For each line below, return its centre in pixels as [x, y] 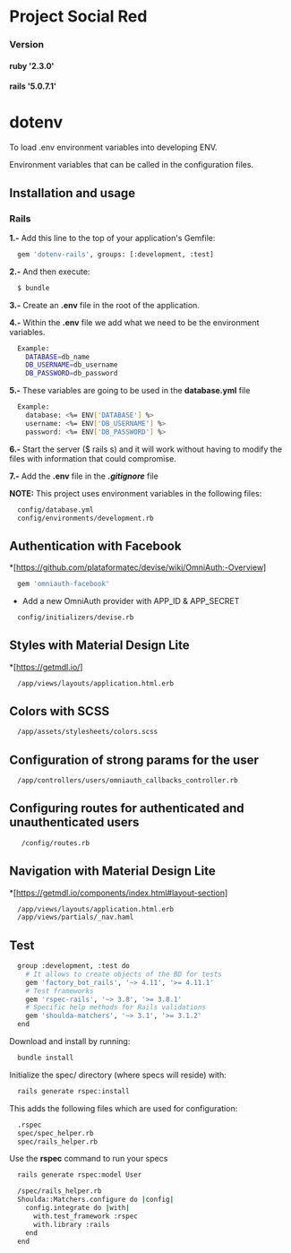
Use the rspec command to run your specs [89, 1159]
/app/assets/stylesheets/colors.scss [88, 732]
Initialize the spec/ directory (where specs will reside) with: [118, 1075]
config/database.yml [56, 510]
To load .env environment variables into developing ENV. [113, 147]
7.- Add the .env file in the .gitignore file [84, 476]
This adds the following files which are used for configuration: [124, 1108]
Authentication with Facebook [95, 545]
